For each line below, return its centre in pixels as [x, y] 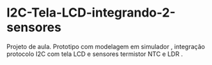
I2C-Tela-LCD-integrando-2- [91, 13]
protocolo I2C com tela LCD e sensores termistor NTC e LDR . [95, 54]
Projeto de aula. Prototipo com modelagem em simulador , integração [106, 46]
